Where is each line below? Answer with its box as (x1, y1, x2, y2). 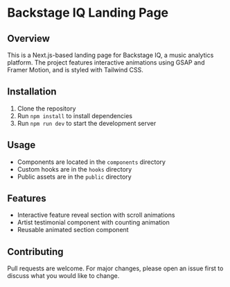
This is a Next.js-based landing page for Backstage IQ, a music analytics (7, 51, 214, 59)
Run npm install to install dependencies (17, 111, 133, 120)
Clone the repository (17, 104, 76, 113)
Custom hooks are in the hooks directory (17, 165, 132, 173)
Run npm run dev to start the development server (17, 119, 157, 127)
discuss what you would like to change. (7, 272, 120, 280)
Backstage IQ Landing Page (7, 5, 168, 21)
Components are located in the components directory (17, 158, 166, 166)
